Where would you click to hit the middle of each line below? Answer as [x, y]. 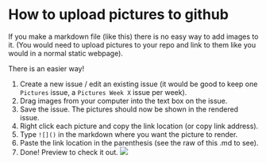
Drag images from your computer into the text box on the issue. [123, 100]
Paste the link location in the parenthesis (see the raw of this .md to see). [139, 142]
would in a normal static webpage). [66, 53]
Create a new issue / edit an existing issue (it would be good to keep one [139, 84]
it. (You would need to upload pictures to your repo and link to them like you [132, 44]
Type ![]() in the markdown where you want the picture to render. [129, 134]
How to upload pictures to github [118, 15]
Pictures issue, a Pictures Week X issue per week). [103, 92]
